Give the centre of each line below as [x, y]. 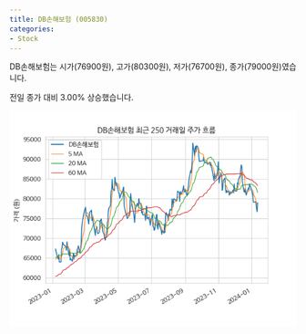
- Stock [24, 38]
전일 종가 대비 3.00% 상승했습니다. [71, 98]
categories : [32, 29]
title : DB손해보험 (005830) [59, 19]
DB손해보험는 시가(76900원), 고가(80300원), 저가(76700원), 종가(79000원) [146, 67]
